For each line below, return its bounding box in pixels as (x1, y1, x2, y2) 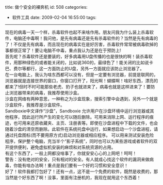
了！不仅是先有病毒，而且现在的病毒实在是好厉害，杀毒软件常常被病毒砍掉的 (5, 42, 158, 47)
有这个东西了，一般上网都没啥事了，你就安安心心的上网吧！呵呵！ (5, 151, 137, 156)
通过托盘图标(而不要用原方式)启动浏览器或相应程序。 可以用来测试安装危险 (5, 132, 154, 138)
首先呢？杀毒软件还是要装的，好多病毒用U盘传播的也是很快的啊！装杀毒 (5, 54, 149, 59)
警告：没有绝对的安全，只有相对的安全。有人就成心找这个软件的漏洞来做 (5, 156, 149, 162)
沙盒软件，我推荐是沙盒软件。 (5, 102, 65, 108)
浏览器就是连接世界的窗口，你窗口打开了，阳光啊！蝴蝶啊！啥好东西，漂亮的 (5, 78, 158, 83)
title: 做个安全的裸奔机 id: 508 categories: (5, 4, 88, 10)
